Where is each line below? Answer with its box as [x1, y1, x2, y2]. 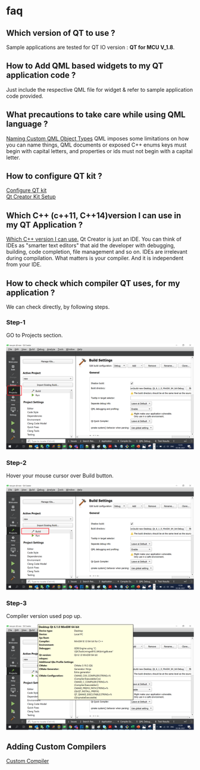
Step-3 [6, 599, 27, 607]
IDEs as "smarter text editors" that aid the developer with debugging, [6, 242, 176, 249]
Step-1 [6, 318, 26, 326]
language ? [6, 119, 48, 129]
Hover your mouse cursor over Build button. [6, 472, 114, 479]
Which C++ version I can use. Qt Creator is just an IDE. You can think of [6, 235, 182, 243]
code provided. [6, 92, 43, 100]
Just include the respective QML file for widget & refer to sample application [6, 86, 193, 93]
